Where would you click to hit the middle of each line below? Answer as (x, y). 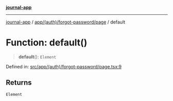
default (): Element (37, 57)
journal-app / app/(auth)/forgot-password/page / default (65, 22)
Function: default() (47, 43)
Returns (19, 83)
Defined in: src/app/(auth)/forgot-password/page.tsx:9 (64, 66)
